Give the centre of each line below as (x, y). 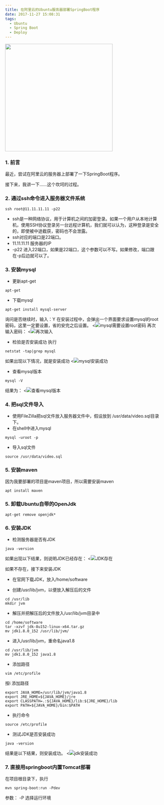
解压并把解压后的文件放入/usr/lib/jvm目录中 (56, 613)
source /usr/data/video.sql (34, 457)
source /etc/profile (26, 725)
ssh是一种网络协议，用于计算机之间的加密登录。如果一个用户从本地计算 (84, 219)
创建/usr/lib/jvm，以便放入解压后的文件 (52, 590)
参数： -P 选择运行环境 (28, 798)
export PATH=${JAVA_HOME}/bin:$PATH (42, 706)
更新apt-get (24, 281)
